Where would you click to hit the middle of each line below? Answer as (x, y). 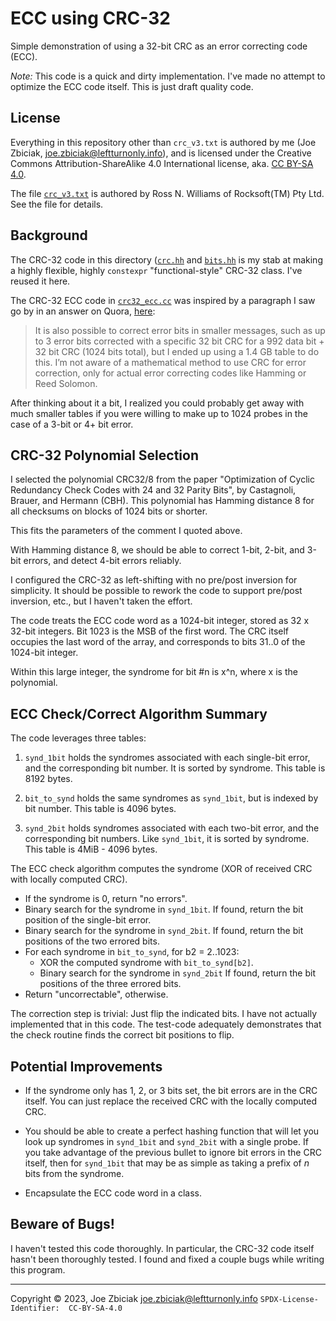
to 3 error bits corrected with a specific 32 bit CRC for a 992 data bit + (179, 341)
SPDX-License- (289, 1299)
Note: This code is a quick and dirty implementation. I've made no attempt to (168, 76)
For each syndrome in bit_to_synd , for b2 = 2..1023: (132, 952)
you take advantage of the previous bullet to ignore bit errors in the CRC (173, 1152)
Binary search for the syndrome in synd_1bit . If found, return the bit (164, 909)
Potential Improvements (86, 1066)
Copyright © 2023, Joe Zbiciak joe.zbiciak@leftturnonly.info (134, 1298)
